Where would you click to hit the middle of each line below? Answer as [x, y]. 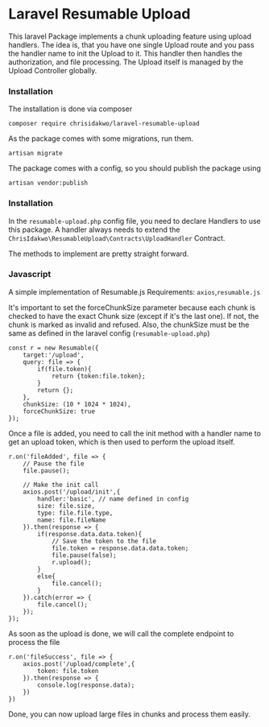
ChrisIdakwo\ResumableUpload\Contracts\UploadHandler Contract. [117, 238]
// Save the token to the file [104, 541]
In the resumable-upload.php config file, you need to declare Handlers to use [134, 221]
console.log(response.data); [86, 685]
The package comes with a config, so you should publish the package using [135, 168]
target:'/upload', [54, 355]
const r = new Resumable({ [54, 348]
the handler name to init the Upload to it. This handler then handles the [126, 53]
